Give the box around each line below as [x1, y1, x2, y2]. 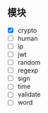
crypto [17, 26, 37, 34]
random [17, 58, 41, 67]
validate [17, 90, 41, 99]
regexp [17, 66, 39, 75]
